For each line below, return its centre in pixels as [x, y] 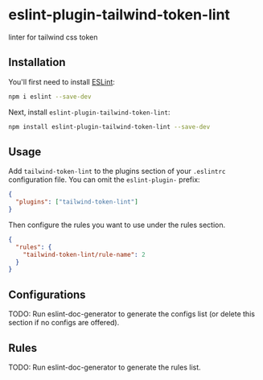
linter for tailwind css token [53, 37]
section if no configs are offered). [64, 323]
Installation [37, 62]
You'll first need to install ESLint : [62, 81]
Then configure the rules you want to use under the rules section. [117, 225]
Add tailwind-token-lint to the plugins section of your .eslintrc [117, 171]
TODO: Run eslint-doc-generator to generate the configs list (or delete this [132, 314]
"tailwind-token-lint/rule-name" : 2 [84, 254]
